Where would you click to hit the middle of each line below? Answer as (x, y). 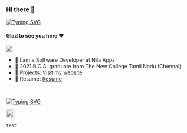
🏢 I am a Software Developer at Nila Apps (65, 60)
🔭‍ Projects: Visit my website (48, 72)
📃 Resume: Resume (38, 78)
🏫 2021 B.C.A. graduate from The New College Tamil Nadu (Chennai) (98, 66)
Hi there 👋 (21, 9)
